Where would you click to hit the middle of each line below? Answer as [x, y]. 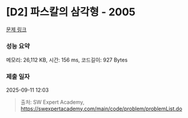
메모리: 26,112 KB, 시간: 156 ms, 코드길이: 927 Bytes [67, 60]
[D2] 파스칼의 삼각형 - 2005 [71, 12]
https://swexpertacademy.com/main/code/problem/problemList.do [101, 109]
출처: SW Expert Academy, [52, 102]
